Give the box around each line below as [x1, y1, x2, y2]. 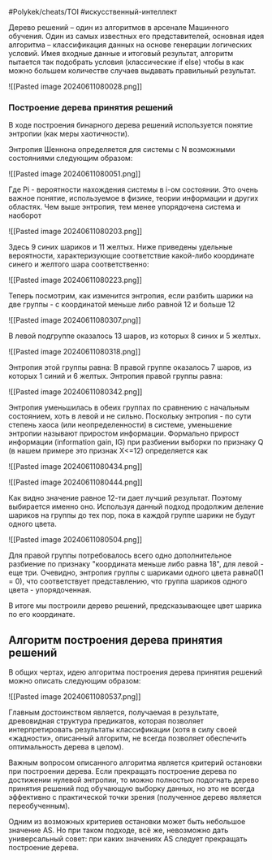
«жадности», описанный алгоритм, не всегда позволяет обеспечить [8, 733, 248, 743]
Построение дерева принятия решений [8, 102, 174, 113]
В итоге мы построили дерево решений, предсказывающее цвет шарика [8, 601, 262, 610]
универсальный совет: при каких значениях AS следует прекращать [8, 834, 248, 844]
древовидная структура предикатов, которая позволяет [8, 716, 205, 726]
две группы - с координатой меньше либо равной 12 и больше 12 [8, 300, 235, 310]
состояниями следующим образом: [8, 154, 133, 163]
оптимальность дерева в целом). [8, 742, 124, 752]
